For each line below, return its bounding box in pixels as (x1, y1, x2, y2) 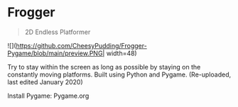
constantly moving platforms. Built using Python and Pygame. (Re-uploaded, (7, 70, 232, 79)
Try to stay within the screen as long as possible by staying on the (7, 62, 201, 71)
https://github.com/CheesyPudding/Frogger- (16, 41, 147, 50)
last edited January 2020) (7, 77, 83, 86)
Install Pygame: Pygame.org (7, 91, 90, 100)
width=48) (106, 49, 137, 57)
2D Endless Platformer (24, 28, 91, 36)
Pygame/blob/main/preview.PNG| (7, 49, 105, 57)
